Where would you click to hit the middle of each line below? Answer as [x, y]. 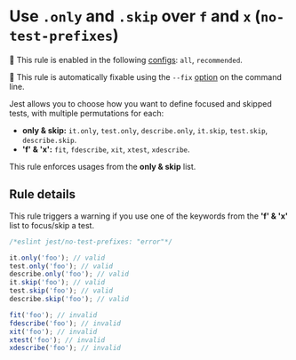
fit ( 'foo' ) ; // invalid [53, 315]
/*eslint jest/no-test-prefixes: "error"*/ [91, 242]
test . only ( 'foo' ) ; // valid [61, 266]
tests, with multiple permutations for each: [87, 113]
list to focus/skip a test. [52, 225]
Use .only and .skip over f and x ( [135, 16]
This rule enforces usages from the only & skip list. [103, 166]
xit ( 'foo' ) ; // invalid [53, 332]
